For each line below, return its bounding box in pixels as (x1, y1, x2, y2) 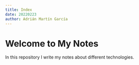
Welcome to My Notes (5, 38, 99, 49)
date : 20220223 (5, 12, 37, 17)
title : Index (5, 7, 32, 12)
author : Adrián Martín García (5, 16, 68, 21)
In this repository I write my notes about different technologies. (5, 54, 135, 60)
